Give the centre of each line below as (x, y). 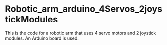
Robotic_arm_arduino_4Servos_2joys (84, 9)
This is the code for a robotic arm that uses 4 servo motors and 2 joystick (81, 33)
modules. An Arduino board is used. (42, 38)
